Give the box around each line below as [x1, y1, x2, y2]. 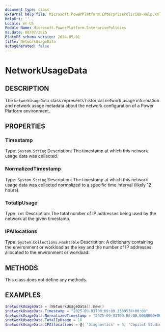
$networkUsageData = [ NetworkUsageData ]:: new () [5, 304, 105, 309]
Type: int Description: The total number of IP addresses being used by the [5, 210, 156, 216]
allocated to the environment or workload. [5, 249, 90, 255]
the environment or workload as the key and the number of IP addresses [5, 244, 152, 250]
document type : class [5, 7, 50, 12]
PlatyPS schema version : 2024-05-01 [5, 35, 80, 40]
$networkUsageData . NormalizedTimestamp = [5, 313, 91, 318]
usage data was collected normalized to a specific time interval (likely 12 [5, 182, 152, 188]
